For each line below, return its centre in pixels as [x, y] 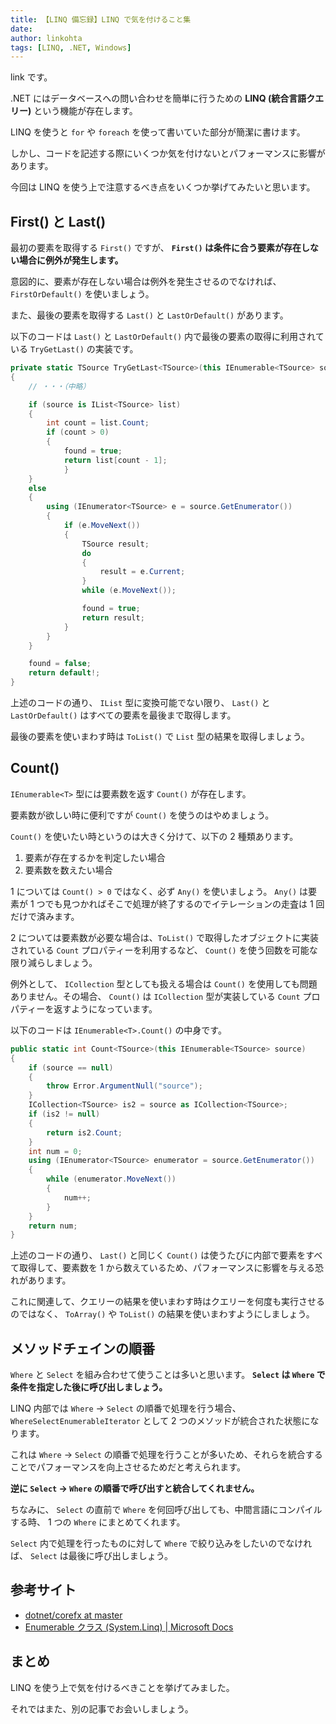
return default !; [64, 673]
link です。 [31, 77]
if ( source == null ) [71, 1067]
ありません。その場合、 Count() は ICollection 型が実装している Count [155, 996]
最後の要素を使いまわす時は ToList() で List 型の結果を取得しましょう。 [160, 737]
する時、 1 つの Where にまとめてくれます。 [98, 1522]
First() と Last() [58, 221]
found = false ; [60, 664]
